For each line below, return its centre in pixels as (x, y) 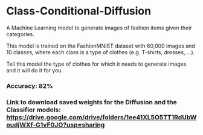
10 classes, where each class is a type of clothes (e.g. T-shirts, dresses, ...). (101, 52)
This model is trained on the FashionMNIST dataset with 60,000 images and (101, 46)
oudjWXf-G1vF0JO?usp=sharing (56, 125)
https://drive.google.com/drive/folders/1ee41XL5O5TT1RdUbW (101, 117)
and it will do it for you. (35, 70)
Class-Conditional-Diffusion (79, 11)
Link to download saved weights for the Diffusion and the (92, 102)
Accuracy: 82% (30, 86)
